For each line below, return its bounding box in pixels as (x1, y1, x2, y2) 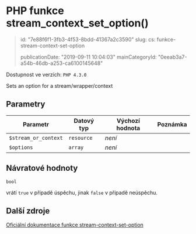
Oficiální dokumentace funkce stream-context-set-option (6, 221, 144, 229)
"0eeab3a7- (157, 53, 187, 60)
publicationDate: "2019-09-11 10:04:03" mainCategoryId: (20, 53, 157, 60)
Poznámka (157, 120, 187, 128)
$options (9, 144, 33, 150)
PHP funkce (6, 4, 64, 18)
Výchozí (116, 116, 140, 125)
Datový (73, 116, 94, 125)
